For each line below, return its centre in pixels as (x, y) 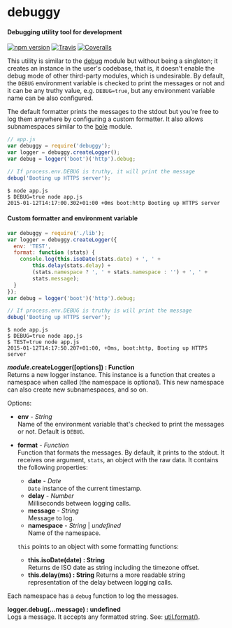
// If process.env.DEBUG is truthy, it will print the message (101, 171)
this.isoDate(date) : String (66, 560)
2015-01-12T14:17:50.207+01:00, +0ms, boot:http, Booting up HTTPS (108, 348)
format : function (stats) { (55, 252)
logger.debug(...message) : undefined (64, 610)
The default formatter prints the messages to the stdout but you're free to (113, 112)
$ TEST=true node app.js (43, 342)
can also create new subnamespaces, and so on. (78, 390)
